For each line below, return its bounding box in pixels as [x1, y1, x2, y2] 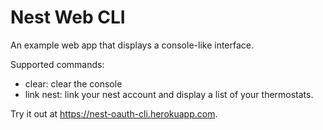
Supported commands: [10, 58, 105, 70]
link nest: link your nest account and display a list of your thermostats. [24, 88, 314, 100]
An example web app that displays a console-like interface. [10, 39, 255, 51]
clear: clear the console [24, 77, 123, 90]
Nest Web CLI [10, 6, 126, 29]
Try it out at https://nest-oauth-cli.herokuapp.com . [10, 107, 218, 120]
